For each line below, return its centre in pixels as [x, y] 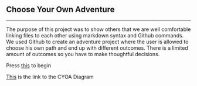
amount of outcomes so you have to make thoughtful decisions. [83, 54]
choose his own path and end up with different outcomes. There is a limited [97, 48]
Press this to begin [29, 65]
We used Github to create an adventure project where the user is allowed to [97, 42]
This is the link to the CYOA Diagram [50, 77]
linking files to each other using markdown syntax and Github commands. [95, 35]
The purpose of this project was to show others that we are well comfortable [98, 29]
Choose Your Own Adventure [60, 10]
